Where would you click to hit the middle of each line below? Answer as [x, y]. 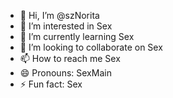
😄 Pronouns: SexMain [65, 73]
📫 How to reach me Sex [70, 58]
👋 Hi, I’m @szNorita [59, 15]
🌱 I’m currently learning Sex [77, 36]
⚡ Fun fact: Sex [51, 84]
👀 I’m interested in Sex [66, 26]
